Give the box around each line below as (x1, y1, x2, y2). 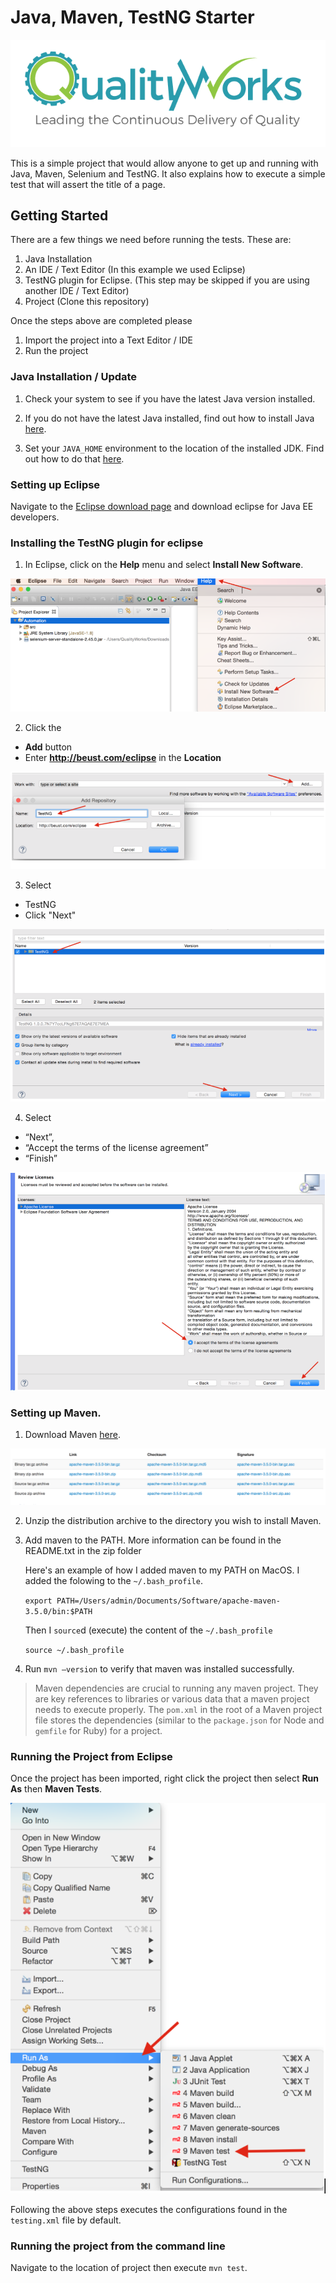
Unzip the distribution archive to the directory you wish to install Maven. (24, 1514, 322, 1526)
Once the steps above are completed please (10, 315, 193, 327)
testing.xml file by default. (10, 2214, 122, 2226)
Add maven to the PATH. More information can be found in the (24, 1534, 282, 1546)
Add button (24, 741, 73, 753)
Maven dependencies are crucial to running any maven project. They (34, 1682, 319, 1694)
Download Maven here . (24, 1429, 122, 1441)
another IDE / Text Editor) (24, 285, 130, 297)
